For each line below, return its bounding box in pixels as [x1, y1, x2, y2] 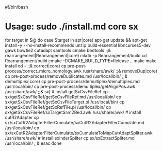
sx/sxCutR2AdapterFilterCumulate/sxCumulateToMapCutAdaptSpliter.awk [5, 130, 153, 135]
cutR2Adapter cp [5, 114, 39, 120]
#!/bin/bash [5, 4, 28, 10]
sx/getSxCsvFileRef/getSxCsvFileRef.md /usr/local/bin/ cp [5, 94, 122, 100]
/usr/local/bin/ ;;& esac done [5, 140, 62, 146]
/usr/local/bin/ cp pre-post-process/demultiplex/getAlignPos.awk [5, 84, 136, 89]
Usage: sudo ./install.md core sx [5, 21, 138, 32]
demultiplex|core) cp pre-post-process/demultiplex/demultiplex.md [5, 78, 140, 84]
